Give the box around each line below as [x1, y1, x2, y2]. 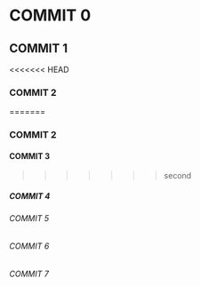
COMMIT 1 [9, 41, 68, 56]
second [164, 171, 192, 181]
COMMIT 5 [9, 213, 50, 224]
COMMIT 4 [9, 191, 51, 202]
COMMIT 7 [9, 268, 49, 279]
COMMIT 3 [9, 150, 51, 161]
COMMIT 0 [9, 5, 92, 26]
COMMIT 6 [9, 241, 50, 251]
